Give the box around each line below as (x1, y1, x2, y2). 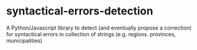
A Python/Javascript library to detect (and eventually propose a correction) (6, 24, 192, 31)
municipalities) (6, 37, 43, 44)
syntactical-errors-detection (6, 4, 153, 18)
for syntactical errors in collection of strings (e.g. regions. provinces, (6, 30, 176, 37)
